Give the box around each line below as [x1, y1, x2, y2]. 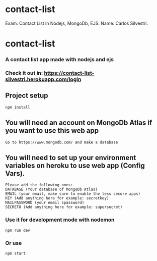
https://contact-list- [44, 69, 95, 76]
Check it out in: [5, 69, 43, 76]
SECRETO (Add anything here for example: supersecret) [5, 204, 123, 210]
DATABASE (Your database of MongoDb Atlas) [5, 187, 98, 192]
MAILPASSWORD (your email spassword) [5, 200, 85, 205]
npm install [5, 105, 30, 110]
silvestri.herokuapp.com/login [5, 76, 82, 83]
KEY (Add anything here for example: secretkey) [5, 196, 109, 201]
